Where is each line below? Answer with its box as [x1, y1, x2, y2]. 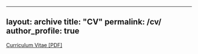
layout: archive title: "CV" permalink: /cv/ [6, 17, 162, 27]
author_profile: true [6, 26, 80, 36]
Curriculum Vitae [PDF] [6, 41, 63, 48]
